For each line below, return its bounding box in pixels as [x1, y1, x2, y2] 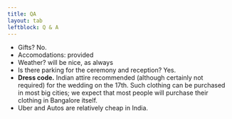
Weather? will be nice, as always [17, 58, 114, 67]
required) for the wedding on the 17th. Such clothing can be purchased [17, 81, 226, 90]
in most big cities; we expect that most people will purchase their [17, 88, 209, 97]
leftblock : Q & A [7, 24, 59, 31]
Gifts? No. [17, 43, 48, 52]
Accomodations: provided [17, 51, 94, 59]
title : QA [7, 10, 37, 18]
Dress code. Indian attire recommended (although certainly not [17, 73, 204, 82]
